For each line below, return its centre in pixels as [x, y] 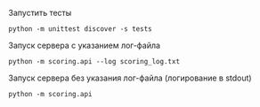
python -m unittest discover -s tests [80, 29]
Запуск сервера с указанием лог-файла [85, 45]
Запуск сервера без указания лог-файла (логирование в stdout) [130, 78]
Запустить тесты [40, 13]
